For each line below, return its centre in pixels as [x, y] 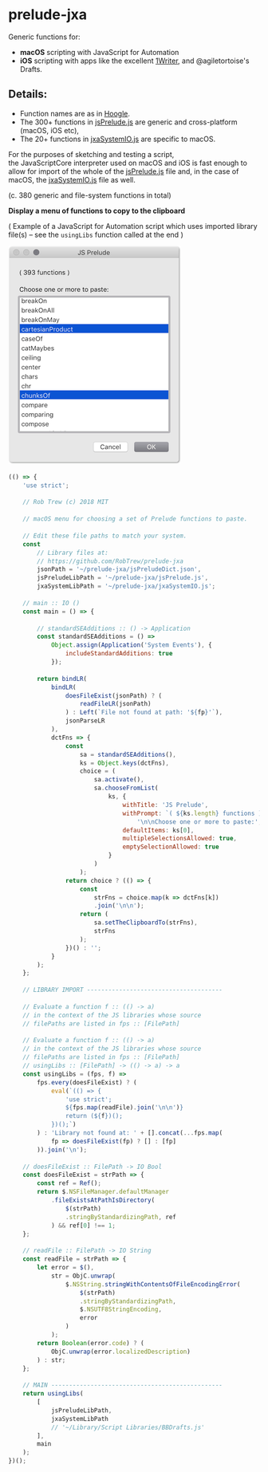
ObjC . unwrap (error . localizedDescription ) [121, 1352]
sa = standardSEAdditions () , [128, 754]
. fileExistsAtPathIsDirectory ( [103, 1200]
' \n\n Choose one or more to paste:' [198, 822]
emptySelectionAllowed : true [171, 847]
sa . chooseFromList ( [126, 788]
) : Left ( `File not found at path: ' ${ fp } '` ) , [144, 712]
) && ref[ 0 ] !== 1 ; [83, 1226]
